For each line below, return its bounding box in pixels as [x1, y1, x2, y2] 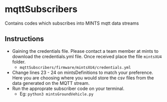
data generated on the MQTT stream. [12, 80, 90, 86]
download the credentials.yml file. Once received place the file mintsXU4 [12, 53, 162, 59]
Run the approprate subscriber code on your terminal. [12, 85, 124, 91]
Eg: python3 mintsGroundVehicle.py [19, 90, 94, 96]
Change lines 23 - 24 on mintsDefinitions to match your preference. [12, 69, 153, 75]
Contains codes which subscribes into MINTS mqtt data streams [5, 20, 139, 26]
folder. [12, 59, 26, 65]
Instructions [5, 35, 44, 43]
